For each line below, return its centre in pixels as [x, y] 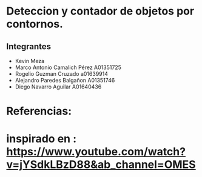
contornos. [35, 24]
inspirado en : [42, 139]
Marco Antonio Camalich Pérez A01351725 [68, 67]
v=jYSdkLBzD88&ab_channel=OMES [101, 165]
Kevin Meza [30, 61]
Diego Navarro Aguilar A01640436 [58, 87]
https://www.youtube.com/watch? [96, 152]
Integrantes [29, 46]
